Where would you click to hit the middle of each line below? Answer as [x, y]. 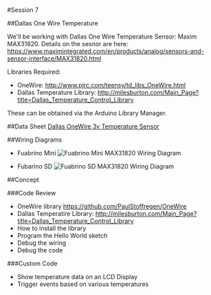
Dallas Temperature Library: [56, 92]
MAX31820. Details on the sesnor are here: [68, 44]
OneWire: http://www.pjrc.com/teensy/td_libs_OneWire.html [101, 85]
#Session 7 [23, 10]
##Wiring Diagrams [35, 140]
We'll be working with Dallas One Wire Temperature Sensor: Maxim [102, 36]
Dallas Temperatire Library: [55, 214]
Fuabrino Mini [36, 153]
